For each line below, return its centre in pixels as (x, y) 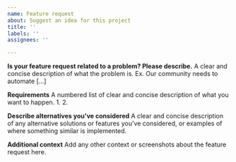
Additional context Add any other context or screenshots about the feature (117, 144)
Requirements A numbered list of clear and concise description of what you (118, 95)
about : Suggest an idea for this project (69, 20)
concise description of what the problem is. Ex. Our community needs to (113, 74)
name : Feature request (41, 14)
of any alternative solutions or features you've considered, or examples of (115, 123)
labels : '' (23, 33)
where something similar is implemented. (67, 131)
